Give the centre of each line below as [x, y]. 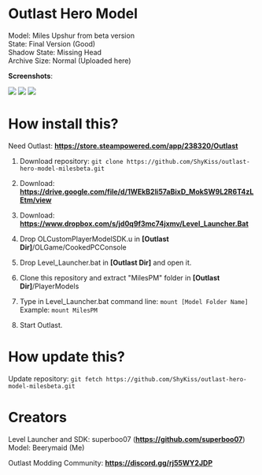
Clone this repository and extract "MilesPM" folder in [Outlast [120, 277]
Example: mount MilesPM [59, 310]
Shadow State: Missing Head [55, 52]
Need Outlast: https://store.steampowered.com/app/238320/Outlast [123, 146]
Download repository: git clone [71, 161]
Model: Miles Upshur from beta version [72, 35]
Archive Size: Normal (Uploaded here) [70, 61]
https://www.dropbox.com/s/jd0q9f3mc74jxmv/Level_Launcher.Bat [134, 223]
